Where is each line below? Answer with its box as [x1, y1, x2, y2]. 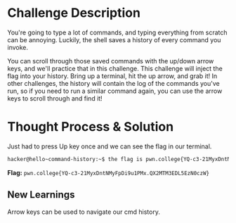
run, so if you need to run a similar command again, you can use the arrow [7, 87, 223, 95]
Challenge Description [7, 5, 140, 21]
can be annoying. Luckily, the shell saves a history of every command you [7, 35, 221, 44]
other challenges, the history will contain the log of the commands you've [7, 79, 220, 87]
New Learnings [7, 189, 75, 201]
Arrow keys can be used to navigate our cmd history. [7, 208, 160, 216]
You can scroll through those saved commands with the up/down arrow [7, 56, 214, 65]
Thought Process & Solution [7, 119, 174, 135]
